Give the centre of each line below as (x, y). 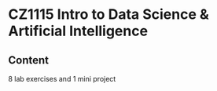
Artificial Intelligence (78, 31)
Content (29, 60)
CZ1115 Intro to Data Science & (109, 15)
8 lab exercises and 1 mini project (62, 79)
